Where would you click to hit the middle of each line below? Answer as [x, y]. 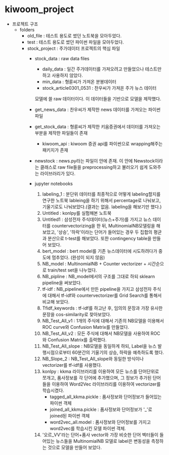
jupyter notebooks [54, 183]
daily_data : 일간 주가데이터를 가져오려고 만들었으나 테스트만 [102, 69]
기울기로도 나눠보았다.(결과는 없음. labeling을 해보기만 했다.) [102, 207]
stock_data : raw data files [62, 58]
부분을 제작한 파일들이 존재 [61, 133]
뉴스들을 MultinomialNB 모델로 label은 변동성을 [103, 441]
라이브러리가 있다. [58, 173]
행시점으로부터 [57, 352]
